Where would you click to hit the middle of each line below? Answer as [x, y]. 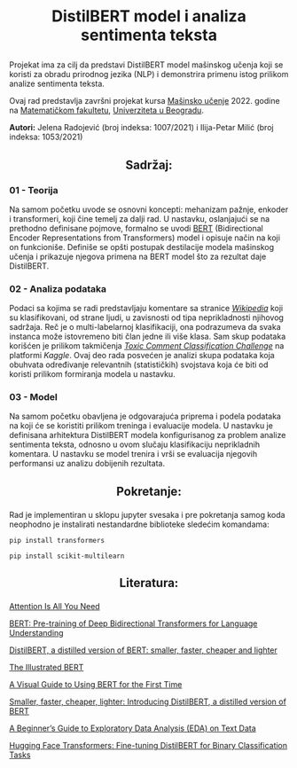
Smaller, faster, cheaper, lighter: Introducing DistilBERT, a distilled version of [148, 701]
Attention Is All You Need [55, 607]
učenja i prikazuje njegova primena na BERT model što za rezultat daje [138, 256]
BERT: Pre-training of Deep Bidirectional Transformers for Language [133, 623]
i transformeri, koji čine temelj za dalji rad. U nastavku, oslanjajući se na [140, 218]
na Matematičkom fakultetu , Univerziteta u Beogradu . [106, 110]
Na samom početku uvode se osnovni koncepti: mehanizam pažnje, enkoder [149, 209]
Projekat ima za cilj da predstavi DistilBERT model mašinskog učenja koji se [146, 65]
